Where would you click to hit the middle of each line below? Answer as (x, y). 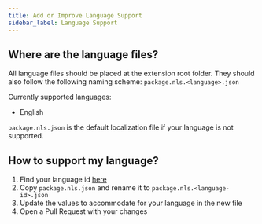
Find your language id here (63, 180)
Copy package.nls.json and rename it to (85, 188)
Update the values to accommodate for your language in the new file (131, 203)
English (31, 112)
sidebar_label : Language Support (63, 23)
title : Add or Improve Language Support (76, 15)
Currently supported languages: (60, 97)
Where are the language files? (83, 55)
